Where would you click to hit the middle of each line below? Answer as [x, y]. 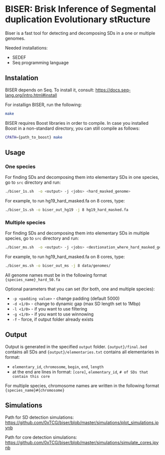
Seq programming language [40, 62]
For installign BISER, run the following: [43, 105]
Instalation [22, 78]
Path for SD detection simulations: [40, 417]
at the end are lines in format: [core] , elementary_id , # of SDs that [80, 371]
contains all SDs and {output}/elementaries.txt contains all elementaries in [82, 352]
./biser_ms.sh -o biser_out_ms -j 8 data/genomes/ [58, 266]
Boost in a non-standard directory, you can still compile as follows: [72, 128]
